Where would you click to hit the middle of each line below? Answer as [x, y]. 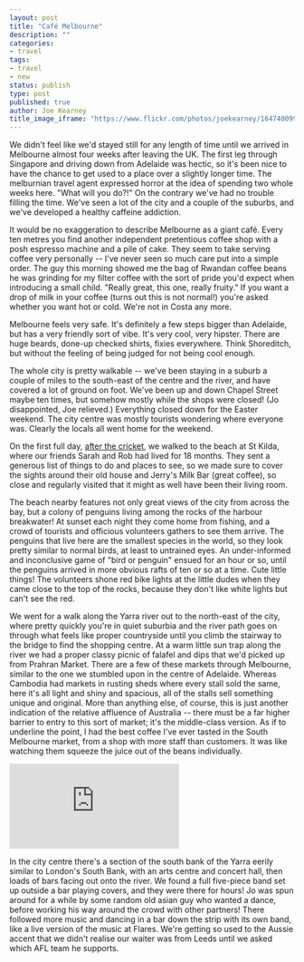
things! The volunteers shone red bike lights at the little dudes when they [145, 579]
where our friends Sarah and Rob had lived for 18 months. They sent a [140, 456]
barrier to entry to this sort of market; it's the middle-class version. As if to [148, 723]
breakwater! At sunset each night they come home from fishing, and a [140, 521]
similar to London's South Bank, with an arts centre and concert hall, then [146, 871]
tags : [19, 60]
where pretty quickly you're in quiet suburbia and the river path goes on [143, 626]
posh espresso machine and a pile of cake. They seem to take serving [140, 249]
